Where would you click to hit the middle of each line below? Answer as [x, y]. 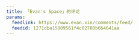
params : [16, 17]
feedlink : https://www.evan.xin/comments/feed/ [73, 22]
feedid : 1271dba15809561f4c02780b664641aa [66, 28]
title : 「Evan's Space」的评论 [43, 11]
